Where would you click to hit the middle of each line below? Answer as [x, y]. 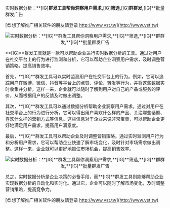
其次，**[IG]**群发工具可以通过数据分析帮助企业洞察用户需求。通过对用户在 [84, 106]
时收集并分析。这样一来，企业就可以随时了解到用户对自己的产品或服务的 [80, 89]
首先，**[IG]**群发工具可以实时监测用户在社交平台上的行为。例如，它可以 [82, 76]
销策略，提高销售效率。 [30, 66]
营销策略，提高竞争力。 [30, 189]
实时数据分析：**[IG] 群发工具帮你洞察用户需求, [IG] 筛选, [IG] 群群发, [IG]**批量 [85, 8]
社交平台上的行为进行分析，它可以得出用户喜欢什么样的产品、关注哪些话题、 [85, 113]
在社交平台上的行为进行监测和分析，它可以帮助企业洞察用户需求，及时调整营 [85, 59]
